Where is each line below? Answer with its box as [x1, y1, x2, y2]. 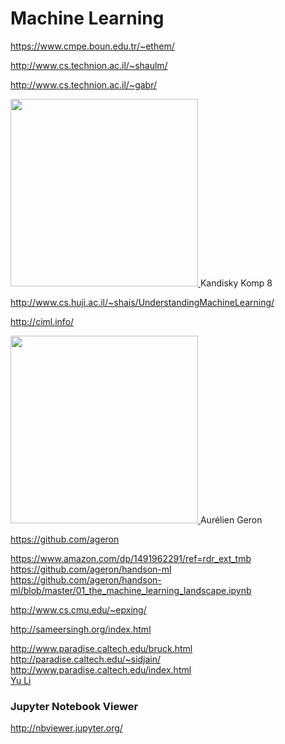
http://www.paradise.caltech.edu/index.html [10, 663, 192, 676]
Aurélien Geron [199, 513, 263, 526]
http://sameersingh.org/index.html [10, 623, 152, 635]
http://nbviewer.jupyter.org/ [10, 722, 123, 734]
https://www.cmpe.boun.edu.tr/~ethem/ [10, 40, 175, 52]
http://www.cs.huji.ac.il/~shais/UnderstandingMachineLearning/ [10, 296, 275, 308]
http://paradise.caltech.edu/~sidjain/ [10, 653, 162, 665]
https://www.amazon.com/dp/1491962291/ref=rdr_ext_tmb [10, 552, 252, 564]
